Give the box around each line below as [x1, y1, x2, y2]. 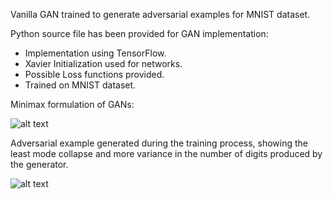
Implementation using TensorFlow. [24, 47, 167, 59]
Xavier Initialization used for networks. [24, 58, 183, 69]
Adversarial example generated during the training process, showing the [10, 137, 309, 149]
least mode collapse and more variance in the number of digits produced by [10, 148, 323, 159]
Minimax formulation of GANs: [10, 99, 135, 110]
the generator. [10, 159, 69, 170]
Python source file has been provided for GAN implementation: [10, 28, 269, 39]
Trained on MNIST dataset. [24, 79, 137, 91]
